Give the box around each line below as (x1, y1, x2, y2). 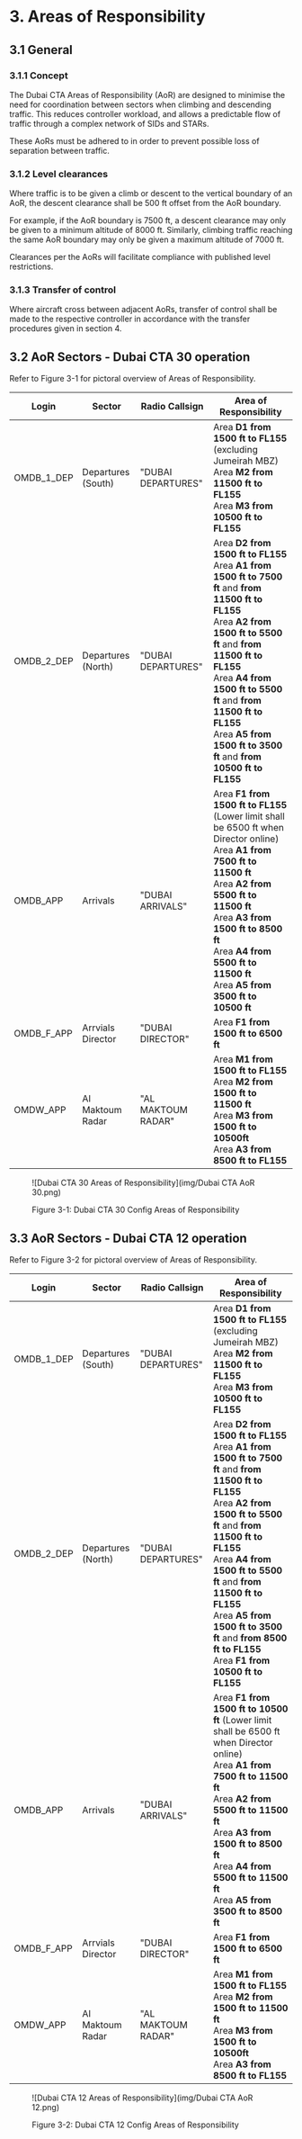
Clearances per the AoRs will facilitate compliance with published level (9, 252, 271, 263)
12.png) (31, 2102, 60, 2113)
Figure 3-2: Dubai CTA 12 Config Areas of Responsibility (31, 2119, 240, 2130)
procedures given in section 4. (9, 323, 122, 334)
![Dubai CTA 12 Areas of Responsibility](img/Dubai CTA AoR (31, 2092, 253, 2103)
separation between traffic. (9, 145, 111, 156)
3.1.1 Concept (9, 69, 69, 82)
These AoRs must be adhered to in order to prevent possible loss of (9, 135, 260, 146)
